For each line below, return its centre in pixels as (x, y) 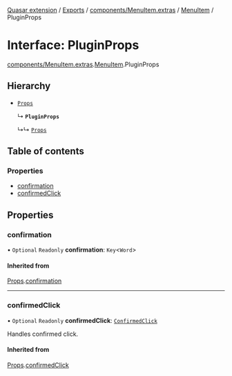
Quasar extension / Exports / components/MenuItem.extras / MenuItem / (110, 10)
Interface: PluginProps (73, 45)
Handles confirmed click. (43, 334)
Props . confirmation (35, 281)
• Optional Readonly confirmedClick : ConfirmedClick (82, 320)
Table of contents (46, 151)
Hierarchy (29, 86)
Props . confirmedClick (38, 365)
